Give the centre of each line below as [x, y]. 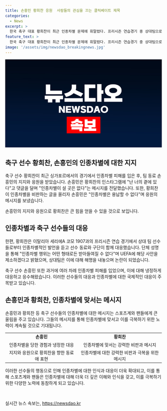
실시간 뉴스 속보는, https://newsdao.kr [43, 404]
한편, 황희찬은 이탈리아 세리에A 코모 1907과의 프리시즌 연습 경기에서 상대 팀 [78, 241]
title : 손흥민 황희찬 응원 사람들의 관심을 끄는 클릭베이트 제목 [63, 10]
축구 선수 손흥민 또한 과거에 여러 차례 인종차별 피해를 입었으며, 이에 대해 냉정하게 [83, 270]
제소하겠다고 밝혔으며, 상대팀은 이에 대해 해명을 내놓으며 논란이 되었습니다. [78, 260]
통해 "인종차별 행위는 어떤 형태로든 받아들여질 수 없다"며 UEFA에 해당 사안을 [84, 253]
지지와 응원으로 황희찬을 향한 [37, 352]
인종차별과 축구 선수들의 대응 [47, 228]
